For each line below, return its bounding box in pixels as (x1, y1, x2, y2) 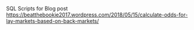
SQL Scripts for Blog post (6, 5, 68, 12)
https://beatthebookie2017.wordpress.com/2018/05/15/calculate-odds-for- (6, 11, 188, 18)
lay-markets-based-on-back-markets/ (6, 18, 99, 24)
